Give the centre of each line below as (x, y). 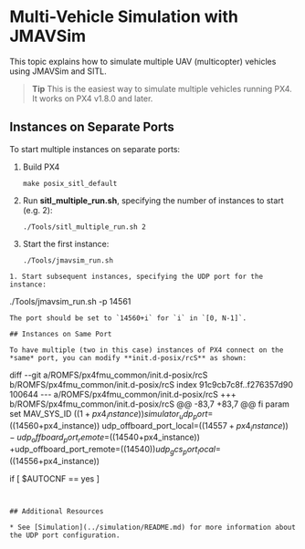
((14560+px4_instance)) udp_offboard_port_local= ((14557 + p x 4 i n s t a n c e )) (149, 426)
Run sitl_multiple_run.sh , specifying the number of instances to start (153, 200)
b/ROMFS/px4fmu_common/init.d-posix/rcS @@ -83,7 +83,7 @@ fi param (150, 404)
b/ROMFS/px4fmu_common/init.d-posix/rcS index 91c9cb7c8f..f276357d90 (152, 384)
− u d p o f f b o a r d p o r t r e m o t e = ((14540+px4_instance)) (105, 438)
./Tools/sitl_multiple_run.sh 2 (84, 227)
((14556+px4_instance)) (55, 461)
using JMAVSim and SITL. (58, 71)
